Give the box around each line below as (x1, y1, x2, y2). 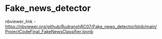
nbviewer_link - (5, 19, 36, 24)
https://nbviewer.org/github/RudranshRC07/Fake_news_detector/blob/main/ (5, 23, 157, 29)
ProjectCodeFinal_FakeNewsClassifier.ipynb (5, 29, 93, 34)
